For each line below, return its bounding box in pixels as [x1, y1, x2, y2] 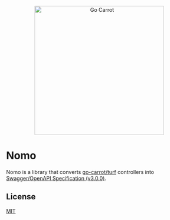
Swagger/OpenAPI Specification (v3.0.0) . [6, 175, 106, 182]
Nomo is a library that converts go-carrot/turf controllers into [6, 168, 155, 175]
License [6, 192, 36, 202]
